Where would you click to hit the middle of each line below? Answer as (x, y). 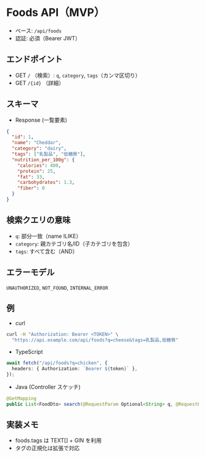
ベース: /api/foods (38, 31)
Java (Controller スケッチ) (48, 387)
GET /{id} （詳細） (40, 82)
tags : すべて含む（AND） (46, 251)
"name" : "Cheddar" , (37, 143)
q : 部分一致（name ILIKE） (48, 236)
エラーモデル (31, 272)
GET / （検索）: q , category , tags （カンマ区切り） (78, 75)
